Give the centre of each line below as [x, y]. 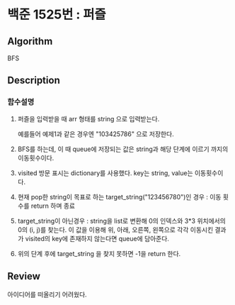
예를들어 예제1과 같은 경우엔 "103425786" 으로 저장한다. [96, 134]
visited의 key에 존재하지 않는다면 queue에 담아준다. [97, 238]
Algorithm [30, 41]
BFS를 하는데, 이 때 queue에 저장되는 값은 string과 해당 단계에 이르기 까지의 [123, 149]
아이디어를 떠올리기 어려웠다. [47, 294]
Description [34, 81]
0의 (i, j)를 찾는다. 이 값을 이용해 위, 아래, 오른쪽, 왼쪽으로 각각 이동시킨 [115, 229]
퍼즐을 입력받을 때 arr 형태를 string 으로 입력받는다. [88, 118]
